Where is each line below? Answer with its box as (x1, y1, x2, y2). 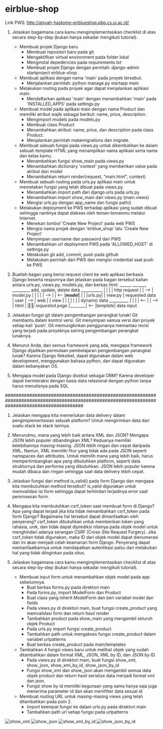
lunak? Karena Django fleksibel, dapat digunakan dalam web (12, 353, 133, 358)
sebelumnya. (19, 579, 45, 585)
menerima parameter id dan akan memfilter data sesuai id (26, 688, 143, 694)
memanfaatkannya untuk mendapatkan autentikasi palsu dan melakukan (12, 544, 157, 551)
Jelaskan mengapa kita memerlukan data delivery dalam (12, 412, 126, 418)
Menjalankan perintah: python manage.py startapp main (26, 80, 139, 86)
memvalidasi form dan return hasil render (26, 610, 109, 616)
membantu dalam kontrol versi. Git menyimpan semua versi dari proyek (12, 317, 155, 323)
